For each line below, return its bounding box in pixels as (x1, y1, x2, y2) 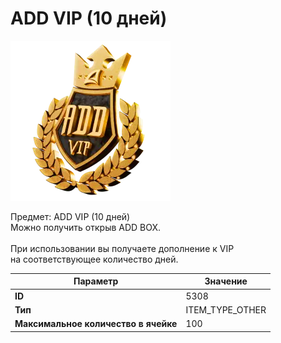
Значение (204, 275, 248, 287)
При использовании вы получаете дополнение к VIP (10, 242, 235, 254)
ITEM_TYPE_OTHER (185, 303, 267, 316)
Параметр (73, 275, 119, 287)
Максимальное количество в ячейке (14, 318, 178, 330)
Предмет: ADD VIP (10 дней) (10, 210, 131, 222)
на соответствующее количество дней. (10, 253, 179, 265)
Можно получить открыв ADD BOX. (10, 221, 162, 233)
